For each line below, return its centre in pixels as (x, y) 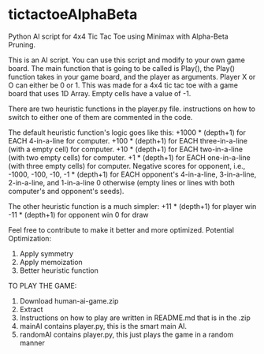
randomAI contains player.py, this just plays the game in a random (126, 334)
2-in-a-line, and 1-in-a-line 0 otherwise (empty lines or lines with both (121, 182)
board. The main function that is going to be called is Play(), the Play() (121, 68)
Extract (31, 309)
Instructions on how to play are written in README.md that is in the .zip (135, 318)
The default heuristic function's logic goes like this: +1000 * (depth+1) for (127, 132)
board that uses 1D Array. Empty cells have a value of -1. (100, 93)
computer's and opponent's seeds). (66, 191)
